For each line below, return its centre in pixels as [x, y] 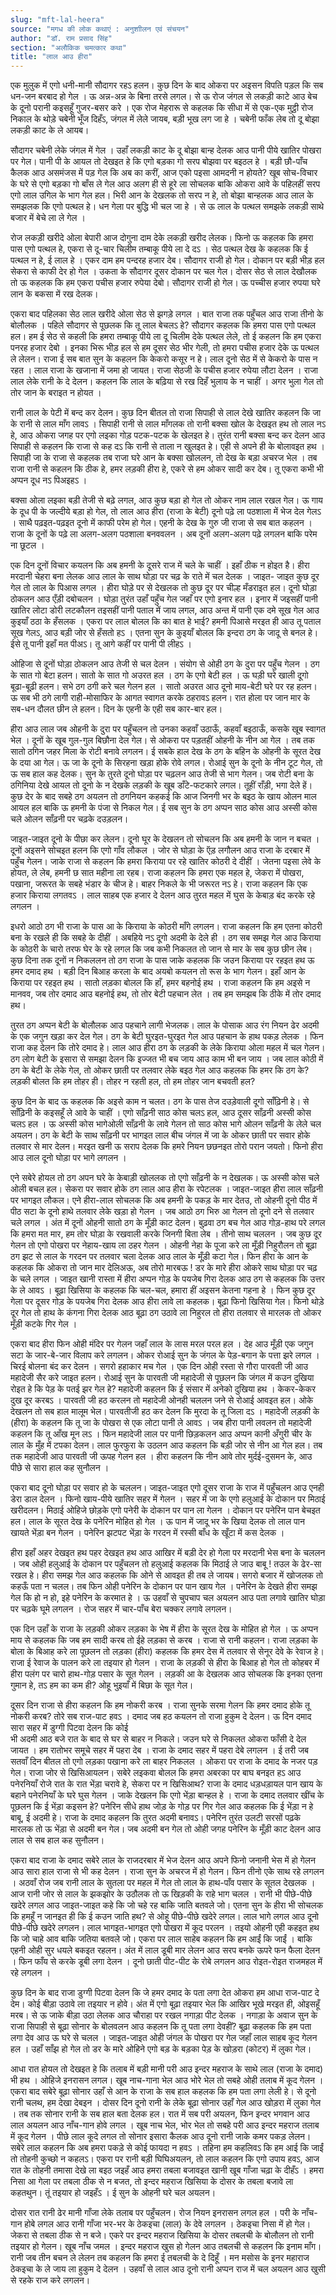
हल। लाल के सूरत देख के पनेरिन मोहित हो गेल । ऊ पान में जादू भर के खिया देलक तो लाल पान [157, 1522]
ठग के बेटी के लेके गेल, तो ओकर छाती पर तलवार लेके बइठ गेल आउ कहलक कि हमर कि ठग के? [160, 1070]
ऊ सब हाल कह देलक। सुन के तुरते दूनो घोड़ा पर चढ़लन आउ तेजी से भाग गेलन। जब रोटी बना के [162, 774]
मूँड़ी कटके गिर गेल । [44, 1324]
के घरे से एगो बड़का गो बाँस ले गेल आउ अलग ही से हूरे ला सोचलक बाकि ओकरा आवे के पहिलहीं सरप [165, 184]
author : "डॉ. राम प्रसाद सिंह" [61, 38]
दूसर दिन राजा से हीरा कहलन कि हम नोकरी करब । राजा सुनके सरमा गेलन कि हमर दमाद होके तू [160, 1705]
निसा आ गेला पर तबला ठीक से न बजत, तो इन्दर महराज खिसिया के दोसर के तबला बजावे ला [152, 2182]
